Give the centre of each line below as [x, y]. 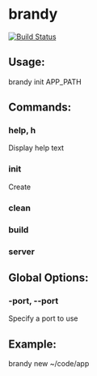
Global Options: [48, 277]
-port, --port [34, 300]
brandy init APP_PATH [45, 81]
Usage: [27, 62]
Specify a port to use [43, 318]
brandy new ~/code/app [49, 363]
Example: [32, 344]
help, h [22, 131]
